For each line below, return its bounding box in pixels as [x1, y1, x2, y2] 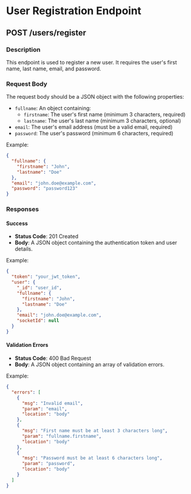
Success [6, 220, 28, 227]
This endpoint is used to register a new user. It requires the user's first [6, 58, 177, 66]
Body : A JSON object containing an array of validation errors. [14, 361, 164, 368]
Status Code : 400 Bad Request [14, 355, 92, 362]
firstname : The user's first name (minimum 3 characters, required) [23, 111, 186, 118]
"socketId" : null [17, 318, 60, 324]
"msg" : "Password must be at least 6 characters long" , [21, 455, 163, 461]
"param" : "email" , [21, 406, 67, 412]
